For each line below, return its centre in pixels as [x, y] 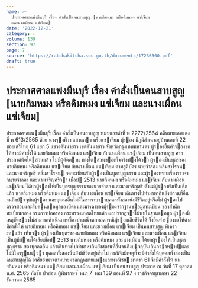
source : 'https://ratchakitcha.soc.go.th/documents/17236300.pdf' [90, 56]
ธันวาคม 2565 [21, 280]
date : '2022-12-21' [30, 28]
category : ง [20, 34]
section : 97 [21, 45]
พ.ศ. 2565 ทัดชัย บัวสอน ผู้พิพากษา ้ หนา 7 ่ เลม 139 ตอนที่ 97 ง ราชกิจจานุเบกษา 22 [92, 273]
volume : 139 [21, 39]
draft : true [21, 61]
